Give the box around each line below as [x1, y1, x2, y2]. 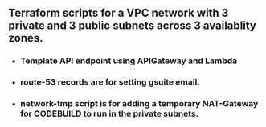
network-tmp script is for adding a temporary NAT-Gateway [19, 98, 259, 109]
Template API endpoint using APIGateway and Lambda [19, 55, 238, 66]
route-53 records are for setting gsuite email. [19, 77, 201, 88]
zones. [8, 31, 43, 45]
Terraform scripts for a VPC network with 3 [8, 6, 229, 20]
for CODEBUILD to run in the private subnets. [19, 108, 199, 119]
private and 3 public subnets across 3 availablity [8, 19, 257, 33]
